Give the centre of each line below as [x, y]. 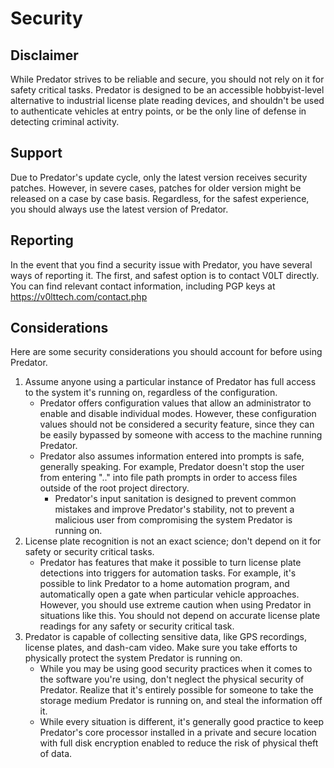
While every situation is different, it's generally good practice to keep [181, 722]
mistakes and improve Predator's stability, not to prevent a [174, 509]
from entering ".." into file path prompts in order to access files [168, 478]
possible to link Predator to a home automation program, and [164, 584]
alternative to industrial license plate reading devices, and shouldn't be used [167, 100]
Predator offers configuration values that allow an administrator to [175, 403]
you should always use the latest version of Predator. [119, 209]
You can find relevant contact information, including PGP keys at [143, 286]
